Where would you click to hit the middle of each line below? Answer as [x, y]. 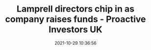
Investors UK [75, 30]
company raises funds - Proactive [75, 19]
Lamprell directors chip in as [75, 9]
